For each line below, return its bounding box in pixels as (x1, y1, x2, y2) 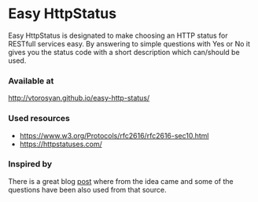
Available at (8, 75, 54, 86)
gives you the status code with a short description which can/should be (8, 47, 240, 57)
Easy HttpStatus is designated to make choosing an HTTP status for (8, 31, 228, 40)
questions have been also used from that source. (8, 185, 167, 194)
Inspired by (8, 159, 53, 170)
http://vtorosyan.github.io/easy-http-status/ (8, 94, 150, 103)
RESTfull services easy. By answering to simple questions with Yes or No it (8, 39, 250, 48)
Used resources (8, 113, 71, 124)
